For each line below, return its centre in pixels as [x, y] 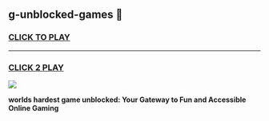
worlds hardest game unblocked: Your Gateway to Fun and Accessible [127, 100]
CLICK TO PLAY [39, 37]
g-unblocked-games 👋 [66, 15]
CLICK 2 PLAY [36, 67]
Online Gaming [34, 107]
